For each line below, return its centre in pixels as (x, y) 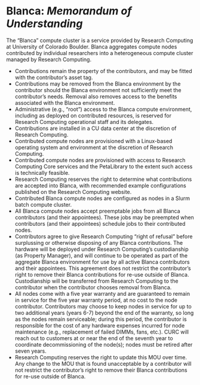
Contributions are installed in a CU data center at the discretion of (96, 128)
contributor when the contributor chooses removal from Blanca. (93, 287)
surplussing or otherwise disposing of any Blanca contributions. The (99, 242)
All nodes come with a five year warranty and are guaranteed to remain (102, 293)
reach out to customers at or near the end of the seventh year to (94, 338)
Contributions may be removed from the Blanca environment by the (98, 84)
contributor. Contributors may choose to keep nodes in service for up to (103, 306)
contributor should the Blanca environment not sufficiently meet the (98, 90)
